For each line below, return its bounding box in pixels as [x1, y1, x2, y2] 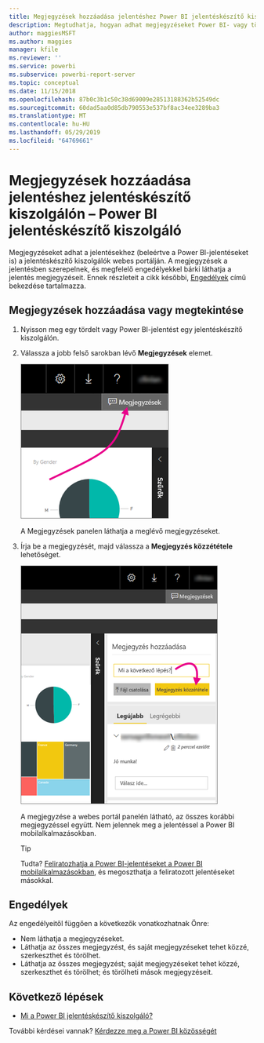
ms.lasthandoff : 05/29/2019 [9, 129, 101, 137]
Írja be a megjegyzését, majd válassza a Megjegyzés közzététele [20, 542, 233, 551]
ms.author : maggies [9, 38, 73, 46]
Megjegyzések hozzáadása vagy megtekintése [9, 304, 244, 317]
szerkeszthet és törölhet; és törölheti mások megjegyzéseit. [20, 968, 214, 977]
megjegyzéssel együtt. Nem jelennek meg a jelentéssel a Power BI [20, 820, 235, 830]
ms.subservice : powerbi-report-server [9, 71, 136, 78]
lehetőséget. [20, 549, 61, 559]
